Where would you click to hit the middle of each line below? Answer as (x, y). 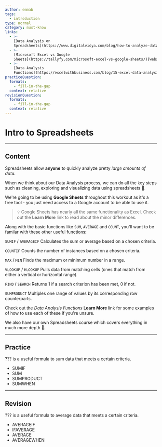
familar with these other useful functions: (46, 232)
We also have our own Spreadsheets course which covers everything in (76, 322)
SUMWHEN (23, 384)
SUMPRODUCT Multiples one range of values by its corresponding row (71, 293)
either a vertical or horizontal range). (41, 274)
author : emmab (19, 9)
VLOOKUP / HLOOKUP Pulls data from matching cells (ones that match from (75, 269)
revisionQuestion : (23, 95)
